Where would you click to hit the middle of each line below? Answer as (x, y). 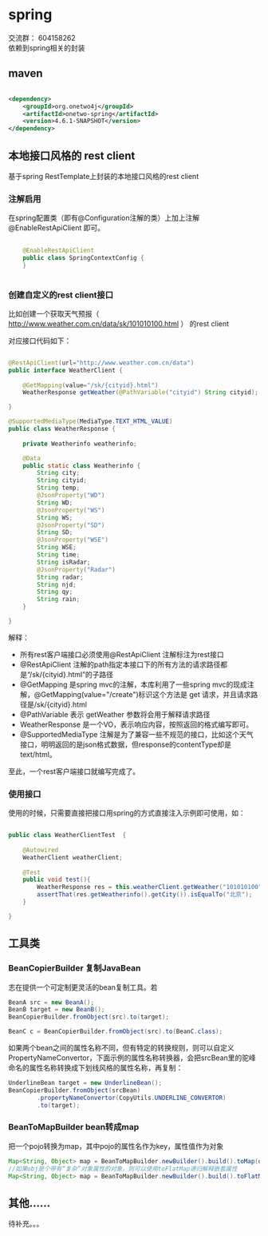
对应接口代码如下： (40, 341)
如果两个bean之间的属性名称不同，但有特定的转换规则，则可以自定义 (122, 1048)
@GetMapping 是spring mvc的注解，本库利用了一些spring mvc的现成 (133, 684)
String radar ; (60, 577)
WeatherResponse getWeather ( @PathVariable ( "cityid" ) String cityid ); (141, 393)
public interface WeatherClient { (66, 370)
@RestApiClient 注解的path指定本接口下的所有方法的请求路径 (120, 664)
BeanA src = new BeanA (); (51, 1002)
